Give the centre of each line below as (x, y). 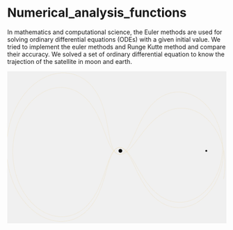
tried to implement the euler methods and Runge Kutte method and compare (116, 47)
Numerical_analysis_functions (97, 13)
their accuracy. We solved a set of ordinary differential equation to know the (116, 54)
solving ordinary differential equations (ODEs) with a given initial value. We (114, 39)
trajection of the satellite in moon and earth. (70, 61)
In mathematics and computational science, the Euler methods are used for (115, 32)
